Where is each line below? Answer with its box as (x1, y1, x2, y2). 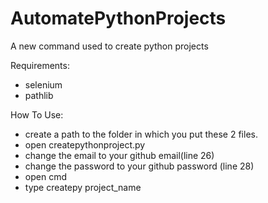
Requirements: (10, 59, 70, 71)
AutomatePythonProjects (10, 7, 227, 30)
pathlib (24, 89, 54, 101)
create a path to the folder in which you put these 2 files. (24, 128, 258, 140)
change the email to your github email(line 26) (24, 149, 215, 161)
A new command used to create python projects (10, 40, 209, 52)
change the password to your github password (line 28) (24, 160, 255, 172)
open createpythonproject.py (24, 138, 146, 151)
